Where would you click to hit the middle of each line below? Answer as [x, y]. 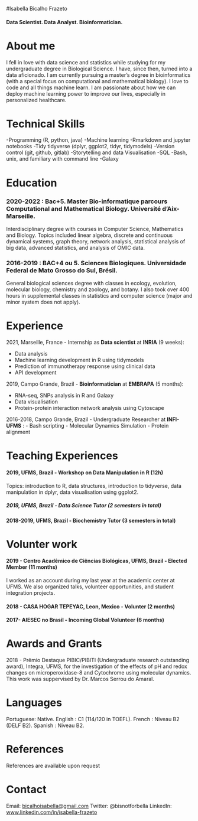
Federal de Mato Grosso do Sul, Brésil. [62, 270]
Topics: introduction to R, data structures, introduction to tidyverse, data [94, 486]
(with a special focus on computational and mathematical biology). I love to [98, 81]
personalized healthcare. [36, 100]
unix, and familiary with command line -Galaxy [63, 159]
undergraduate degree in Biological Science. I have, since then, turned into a [99, 69]
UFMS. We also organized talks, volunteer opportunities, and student [90, 587]
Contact [26, 789]
